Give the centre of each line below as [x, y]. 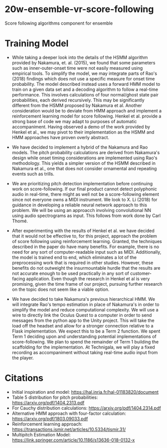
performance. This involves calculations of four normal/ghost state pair [85, 94]
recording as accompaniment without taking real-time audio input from [85, 352]
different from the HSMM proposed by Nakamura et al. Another [77, 105]
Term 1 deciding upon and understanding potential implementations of [84, 336]
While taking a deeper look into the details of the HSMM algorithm [80, 57]
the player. [23, 358]
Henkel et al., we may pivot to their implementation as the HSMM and [83, 132]
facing [18, 278]
